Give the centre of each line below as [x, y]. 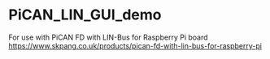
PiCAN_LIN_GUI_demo [85, 15]
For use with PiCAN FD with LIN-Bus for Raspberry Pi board [109, 37]
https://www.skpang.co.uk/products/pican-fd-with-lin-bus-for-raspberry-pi [135, 45]
